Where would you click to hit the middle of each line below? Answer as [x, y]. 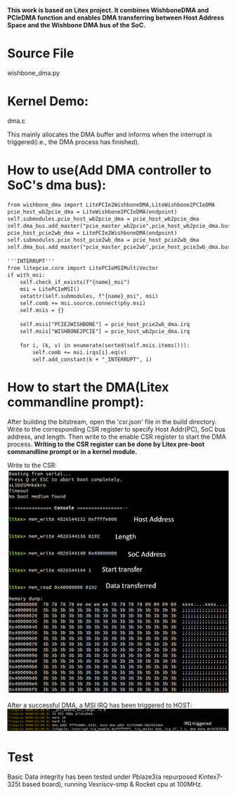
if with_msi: [26, 275]
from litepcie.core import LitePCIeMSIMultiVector [83, 268]
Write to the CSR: [32, 465]
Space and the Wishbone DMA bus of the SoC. [77, 25]
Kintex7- [211, 777]
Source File [41, 54]
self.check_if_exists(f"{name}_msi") [75, 282]
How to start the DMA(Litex [88, 387]
